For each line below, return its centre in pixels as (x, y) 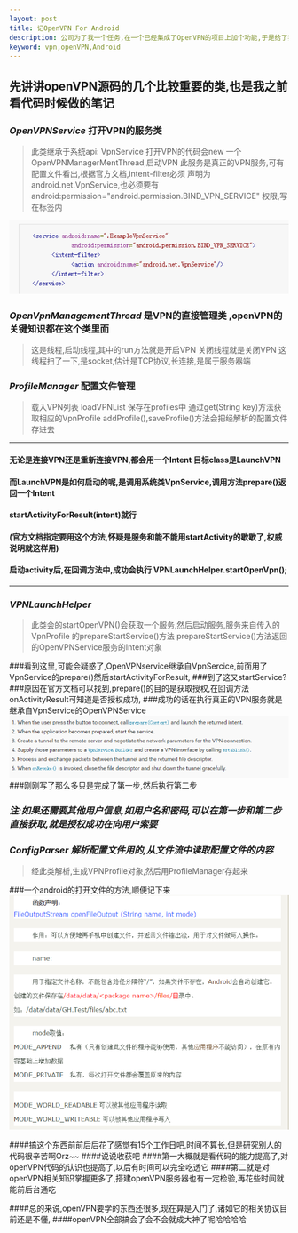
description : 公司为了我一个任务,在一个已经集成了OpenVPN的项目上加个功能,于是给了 (149, 37)
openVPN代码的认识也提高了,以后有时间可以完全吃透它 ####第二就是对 (140, 1167)
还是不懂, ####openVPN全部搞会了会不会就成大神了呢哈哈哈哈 (131, 1219)
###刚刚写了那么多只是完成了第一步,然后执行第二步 (103, 785)
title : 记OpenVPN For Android (64, 28)
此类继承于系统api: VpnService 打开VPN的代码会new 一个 (136, 151)
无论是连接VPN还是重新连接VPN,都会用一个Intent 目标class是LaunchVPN (145, 460)
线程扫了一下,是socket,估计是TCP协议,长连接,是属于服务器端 (141, 361)
